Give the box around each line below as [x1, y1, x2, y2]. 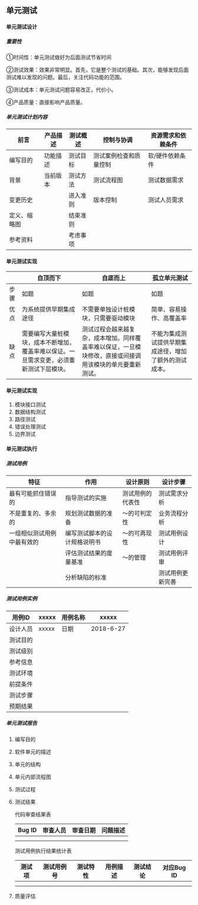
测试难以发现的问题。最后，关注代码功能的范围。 [6, 73, 125, 81]
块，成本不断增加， [21, 338, 75, 346]
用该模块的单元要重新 [81, 361, 141, 369]
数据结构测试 [14, 408, 46, 415]
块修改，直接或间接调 [81, 352, 141, 360]
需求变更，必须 [27, 356, 70, 364]
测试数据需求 [148, 176, 184, 184]
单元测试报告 [6, 719, 37, 726]
